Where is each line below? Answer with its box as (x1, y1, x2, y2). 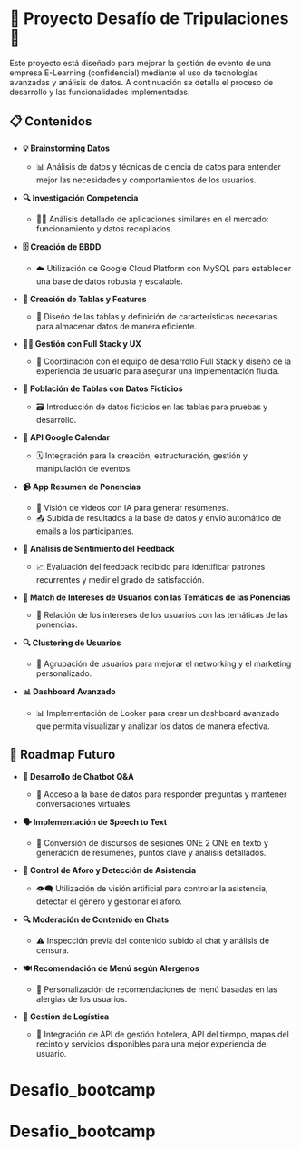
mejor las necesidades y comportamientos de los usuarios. (35, 174, 257, 185)
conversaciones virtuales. (35, 798, 133, 809)
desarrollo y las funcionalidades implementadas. (9, 86, 190, 97)
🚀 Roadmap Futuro (9, 747, 116, 762)
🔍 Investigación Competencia (22, 192, 139, 203)
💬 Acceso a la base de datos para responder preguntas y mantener (35, 789, 287, 800)
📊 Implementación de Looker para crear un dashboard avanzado (35, 707, 280, 718)
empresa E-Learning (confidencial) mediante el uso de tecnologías (9, 67, 258, 78)
